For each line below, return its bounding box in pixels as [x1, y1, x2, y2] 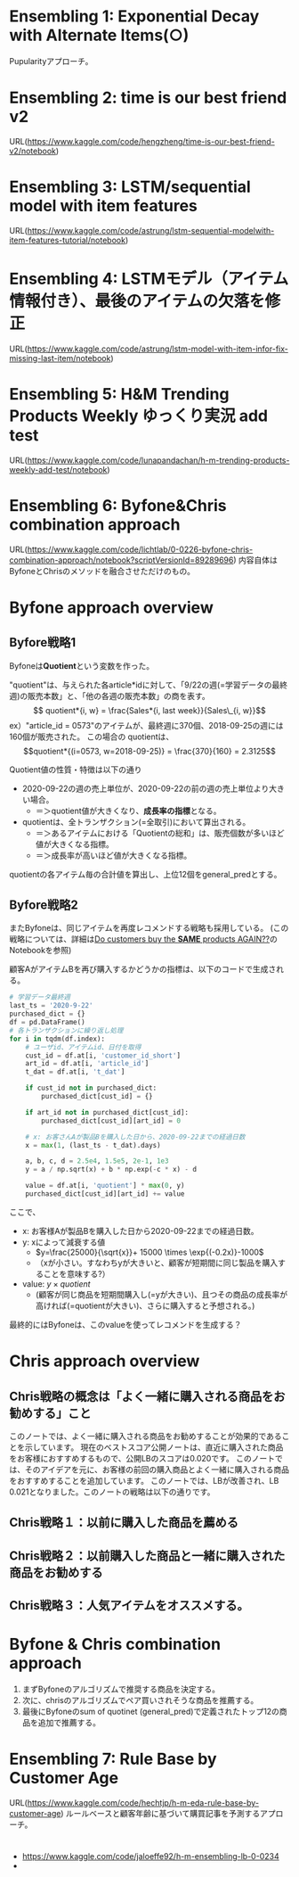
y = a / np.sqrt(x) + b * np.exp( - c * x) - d [25, 1165, 198, 1174]
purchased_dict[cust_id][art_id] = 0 [41, 1116, 181, 1125]
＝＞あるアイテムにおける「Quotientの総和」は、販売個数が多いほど [35, 827, 285, 838]
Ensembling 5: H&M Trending [9, 383, 230, 404]
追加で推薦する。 [37, 1717, 101, 1728]
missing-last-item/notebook [9, 352, 111, 363]
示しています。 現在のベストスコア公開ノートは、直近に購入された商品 [24, 1442, 284, 1453]
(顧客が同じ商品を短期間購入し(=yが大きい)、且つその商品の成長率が [35, 1288, 288, 1299]
